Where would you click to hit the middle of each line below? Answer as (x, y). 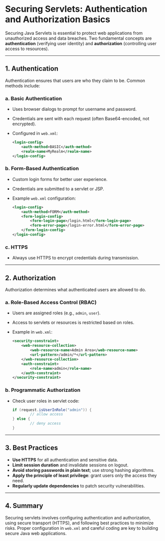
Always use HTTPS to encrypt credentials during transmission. (76, 258)
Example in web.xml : (32, 332)
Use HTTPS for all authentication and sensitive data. (65, 460)
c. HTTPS (16, 247)
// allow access (47, 414)
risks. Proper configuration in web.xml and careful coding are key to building (82, 528)
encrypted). (24, 124)
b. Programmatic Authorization (43, 390)
